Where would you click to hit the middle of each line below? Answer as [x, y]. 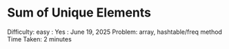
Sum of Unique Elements [79, 13]
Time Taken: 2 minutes [40, 39]
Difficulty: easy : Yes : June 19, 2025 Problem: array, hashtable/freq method [115, 32]
